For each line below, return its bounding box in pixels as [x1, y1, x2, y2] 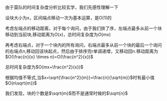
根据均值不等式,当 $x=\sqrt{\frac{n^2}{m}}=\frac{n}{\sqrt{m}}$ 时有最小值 [5, 75, 155, 80]
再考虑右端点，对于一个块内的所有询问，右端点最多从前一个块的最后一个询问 [5, 42, 162, 48]
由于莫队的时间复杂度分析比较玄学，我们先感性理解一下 [5, 4, 118, 10]
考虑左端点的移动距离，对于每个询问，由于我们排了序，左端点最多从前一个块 [5, 25, 162, 31]
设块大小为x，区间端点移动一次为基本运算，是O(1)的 [5, 15, 112, 21]
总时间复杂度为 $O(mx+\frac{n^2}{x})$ [5, 64, 83, 70]
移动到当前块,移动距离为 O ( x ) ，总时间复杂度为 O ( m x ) [5, 32, 111, 37]
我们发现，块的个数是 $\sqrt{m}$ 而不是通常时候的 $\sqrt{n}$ [5, 91, 128, 96]
